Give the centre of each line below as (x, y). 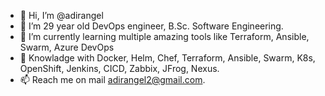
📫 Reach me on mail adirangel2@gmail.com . (112, 79)
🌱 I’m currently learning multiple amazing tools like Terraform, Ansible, (164, 36)
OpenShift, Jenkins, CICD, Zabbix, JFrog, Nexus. (119, 68)
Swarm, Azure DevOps (67, 47)
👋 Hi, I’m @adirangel (61, 15)
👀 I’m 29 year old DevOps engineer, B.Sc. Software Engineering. (151, 26)
